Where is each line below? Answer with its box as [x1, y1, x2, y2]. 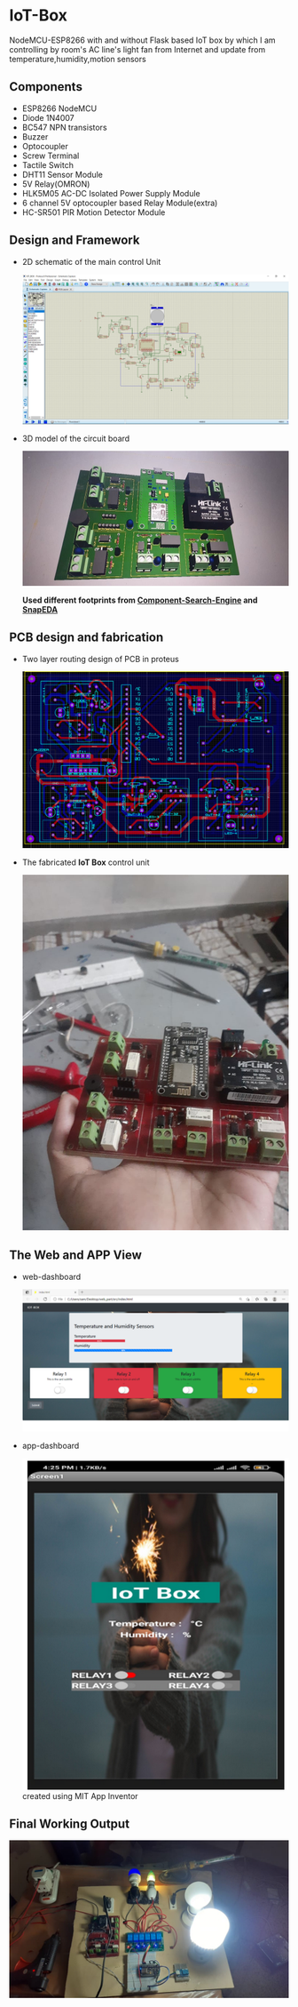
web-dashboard [21, 1271, 82, 1282]
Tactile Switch [21, 159, 74, 170]
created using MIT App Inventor [21, 1790, 139, 1801]
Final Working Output [9, 1816, 130, 1831]
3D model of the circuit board [21, 433, 130, 444]
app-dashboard [21, 1440, 80, 1451]
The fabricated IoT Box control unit [21, 857, 150, 868]
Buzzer [21, 131, 49, 142]
